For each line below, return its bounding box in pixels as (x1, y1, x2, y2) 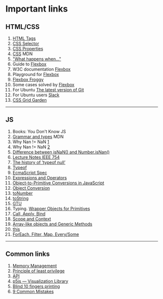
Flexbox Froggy (12, 76, 44, 82)
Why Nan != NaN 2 (12, 144, 50, 149)
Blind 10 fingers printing (12, 283, 60, 289)
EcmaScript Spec (12, 169, 47, 175)
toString (12, 195, 29, 201)
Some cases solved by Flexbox (12, 82, 74, 88)
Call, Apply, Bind (12, 210, 45, 216)
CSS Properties (12, 46, 44, 51)
